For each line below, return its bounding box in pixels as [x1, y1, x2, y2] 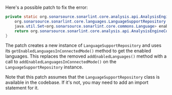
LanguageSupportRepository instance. [5, 64, 83, 70]
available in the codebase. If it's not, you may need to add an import [5, 79, 148, 86]
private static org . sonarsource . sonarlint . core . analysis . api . [5, 14, 141, 19]
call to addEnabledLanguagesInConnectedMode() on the [5, 59, 117, 65]
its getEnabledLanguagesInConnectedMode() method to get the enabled [5, 48, 152, 54]
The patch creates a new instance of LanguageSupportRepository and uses [5, 42, 162, 49]
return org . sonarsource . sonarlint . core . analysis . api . [14, 28, 132, 34]
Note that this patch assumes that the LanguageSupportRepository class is [5, 74, 160, 80]
